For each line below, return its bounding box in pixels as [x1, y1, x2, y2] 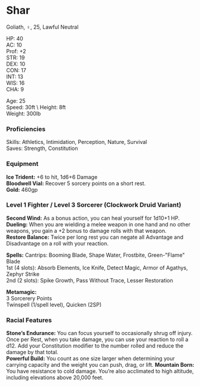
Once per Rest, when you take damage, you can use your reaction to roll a [6, 336, 189, 343]
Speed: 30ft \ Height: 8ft [6, 103, 66, 110]
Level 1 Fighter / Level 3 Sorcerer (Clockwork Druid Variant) [6, 201, 181, 209]
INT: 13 [6, 73, 24, 80]
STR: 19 [6, 54, 25, 61]
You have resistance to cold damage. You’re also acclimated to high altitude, [6, 368, 194, 375]
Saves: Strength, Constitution [6, 145, 78, 152]
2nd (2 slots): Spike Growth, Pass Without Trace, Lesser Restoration [6, 277, 173, 284]
